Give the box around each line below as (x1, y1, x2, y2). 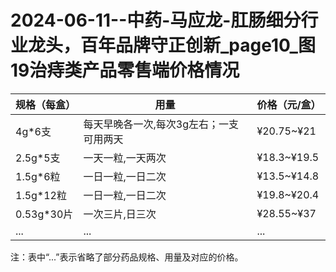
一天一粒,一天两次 (83, 151, 167, 165)
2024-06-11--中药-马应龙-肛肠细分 (10, 9, 302, 32)
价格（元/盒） (256, 97, 322, 111)
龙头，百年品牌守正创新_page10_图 (28, 34, 316, 57)
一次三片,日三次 (83, 207, 157, 221)
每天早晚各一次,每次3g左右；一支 (83, 117, 239, 131)
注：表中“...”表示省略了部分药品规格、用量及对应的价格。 (10, 251, 244, 263)
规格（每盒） (15, 97, 77, 111)
